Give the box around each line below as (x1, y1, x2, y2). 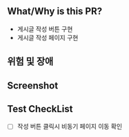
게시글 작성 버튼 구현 (17, 24, 73, 33)
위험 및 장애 (7, 55, 54, 68)
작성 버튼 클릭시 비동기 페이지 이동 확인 (17, 122, 123, 131)
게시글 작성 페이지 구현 (17, 33, 79, 42)
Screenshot (7, 80, 59, 91)
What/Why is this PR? (7, 6, 102, 17)
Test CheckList (7, 103, 73, 115)
